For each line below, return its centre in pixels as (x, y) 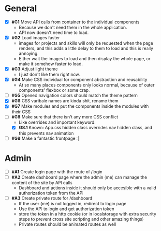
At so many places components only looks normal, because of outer (87, 85)
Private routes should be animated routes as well (67, 224)
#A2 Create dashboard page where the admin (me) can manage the (79, 177)
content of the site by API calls (42, 182)
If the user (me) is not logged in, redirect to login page (73, 203)
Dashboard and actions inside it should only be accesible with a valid (88, 188)
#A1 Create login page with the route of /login (57, 172)
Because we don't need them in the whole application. (73, 27)
